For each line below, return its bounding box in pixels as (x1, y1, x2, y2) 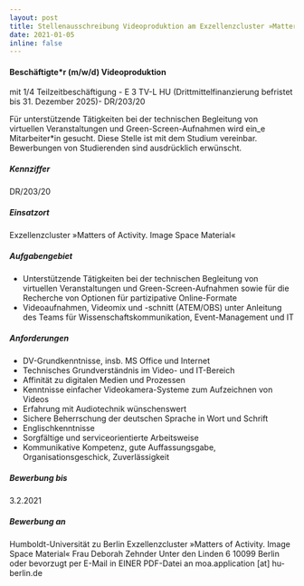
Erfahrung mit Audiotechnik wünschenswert (22, 404, 187, 415)
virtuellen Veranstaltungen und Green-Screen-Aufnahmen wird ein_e (9, 123, 266, 134)
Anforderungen (9, 332, 70, 343)
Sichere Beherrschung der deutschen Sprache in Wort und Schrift (22, 413, 269, 424)
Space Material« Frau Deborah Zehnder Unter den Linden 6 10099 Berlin (9, 549, 280, 560)
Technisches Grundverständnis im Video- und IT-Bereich (22, 365, 235, 376)
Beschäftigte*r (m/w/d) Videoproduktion (9, 66, 166, 77)
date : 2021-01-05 (9, 30, 75, 39)
